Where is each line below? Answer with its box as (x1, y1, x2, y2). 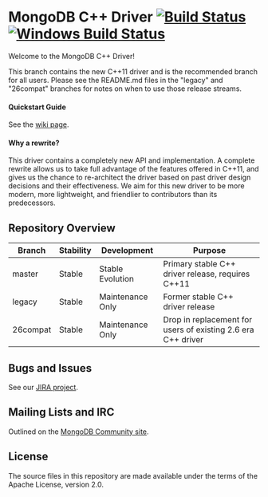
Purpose (192, 245, 226, 256)
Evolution (99, 274, 134, 285)
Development (100, 245, 154, 256)
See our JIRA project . (8, 382, 78, 392)
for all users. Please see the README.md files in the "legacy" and (8, 75, 223, 85)
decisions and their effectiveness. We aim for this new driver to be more (8, 181, 245, 191)
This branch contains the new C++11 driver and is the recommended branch (8, 66, 258, 76)
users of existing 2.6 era (163, 324, 254, 335)
